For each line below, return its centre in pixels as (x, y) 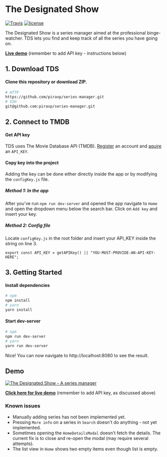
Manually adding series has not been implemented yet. (69, 417)
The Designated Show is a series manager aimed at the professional (76, 33)
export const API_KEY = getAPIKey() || (47, 253)
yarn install (19, 310)
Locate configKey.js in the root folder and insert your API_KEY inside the (81, 238)
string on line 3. (21, 243)
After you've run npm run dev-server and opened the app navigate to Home (81, 203)
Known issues (23, 406)
